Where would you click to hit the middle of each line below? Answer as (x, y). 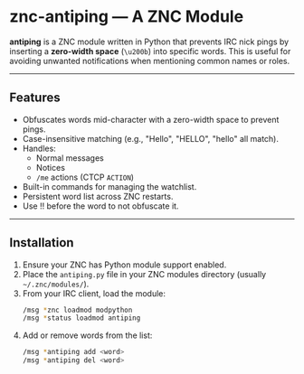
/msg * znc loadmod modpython (77, 310)
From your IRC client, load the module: (94, 293)
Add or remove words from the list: (87, 335)
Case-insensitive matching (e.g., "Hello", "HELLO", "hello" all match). (150, 138)
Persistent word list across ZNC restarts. (98, 196)
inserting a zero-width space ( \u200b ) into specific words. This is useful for (150, 51)
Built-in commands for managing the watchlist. (109, 186)
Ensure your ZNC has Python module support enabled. (124, 265)
